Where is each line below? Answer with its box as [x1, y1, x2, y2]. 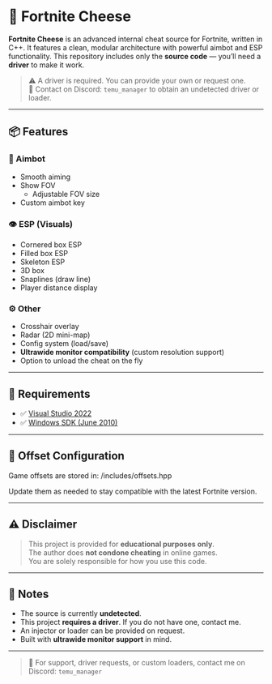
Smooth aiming [19, 172, 71, 182]
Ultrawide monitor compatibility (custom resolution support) [19, 348, 225, 357]
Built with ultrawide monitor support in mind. [19, 635, 172, 644]
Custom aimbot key [19, 198, 85, 207]
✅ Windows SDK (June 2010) [19, 417, 118, 428]
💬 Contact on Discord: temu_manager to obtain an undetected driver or [28, 84, 260, 94]
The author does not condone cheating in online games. [28, 547, 219, 558]
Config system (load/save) [19, 339, 109, 348]
